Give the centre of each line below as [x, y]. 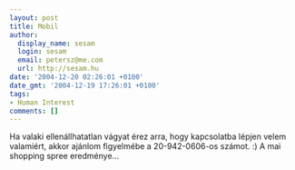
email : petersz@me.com [60, 60]
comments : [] [34, 111]
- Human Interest [42, 102]
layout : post [34, 18]
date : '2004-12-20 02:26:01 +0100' [77, 77]
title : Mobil [34, 26]
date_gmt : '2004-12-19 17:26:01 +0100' [85, 85]
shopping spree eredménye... [64, 156]
